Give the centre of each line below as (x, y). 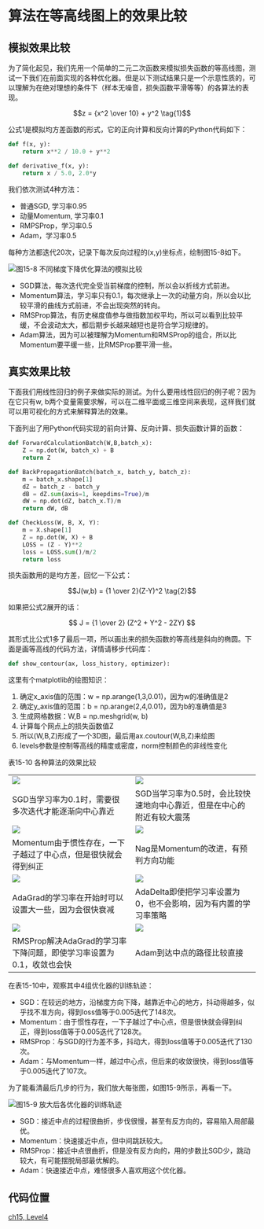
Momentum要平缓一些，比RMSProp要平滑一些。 (98, 344)
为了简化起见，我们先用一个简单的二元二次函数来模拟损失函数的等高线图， (128, 68)
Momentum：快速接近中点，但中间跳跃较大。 (93, 1141)
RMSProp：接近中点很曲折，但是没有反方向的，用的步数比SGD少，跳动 (135, 1151)
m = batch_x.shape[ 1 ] (57, 479)
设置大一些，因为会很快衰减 (64, 910)
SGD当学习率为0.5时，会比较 (189, 793)
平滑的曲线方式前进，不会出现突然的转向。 (95, 305)
